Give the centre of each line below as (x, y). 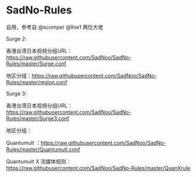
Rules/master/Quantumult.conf (43, 149)
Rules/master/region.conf (37, 82)
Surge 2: (16, 39)
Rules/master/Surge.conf (36, 63)
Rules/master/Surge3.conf (38, 118)
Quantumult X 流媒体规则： (39, 161)
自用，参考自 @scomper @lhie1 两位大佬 (55, 27)
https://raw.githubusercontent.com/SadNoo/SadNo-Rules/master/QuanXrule (98, 168)
